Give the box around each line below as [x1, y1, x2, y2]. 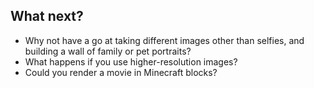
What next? [10, 8, 84, 25]
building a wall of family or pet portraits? [24, 45, 192, 57]
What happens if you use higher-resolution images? [24, 55, 238, 68]
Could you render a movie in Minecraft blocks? [24, 66, 218, 78]
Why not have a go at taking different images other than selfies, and [24, 34, 305, 46]
